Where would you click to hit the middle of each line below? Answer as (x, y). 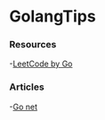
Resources (33, 45)
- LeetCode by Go (41, 64)
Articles (27, 87)
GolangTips (52, 17)
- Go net (24, 107)
